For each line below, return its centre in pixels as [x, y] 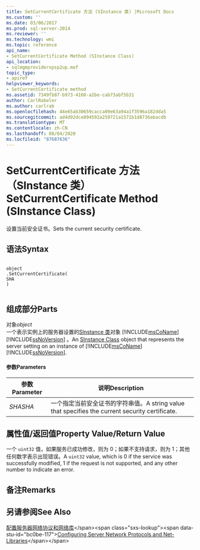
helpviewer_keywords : [33, 84]
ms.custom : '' [24, 17]
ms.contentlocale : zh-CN [37, 128]
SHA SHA [22, 406]
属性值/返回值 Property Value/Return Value [86, 433]
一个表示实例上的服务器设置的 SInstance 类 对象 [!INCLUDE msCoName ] [93, 332]
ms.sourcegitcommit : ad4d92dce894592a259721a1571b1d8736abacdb [86, 117]
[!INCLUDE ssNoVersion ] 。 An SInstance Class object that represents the [95, 339]
